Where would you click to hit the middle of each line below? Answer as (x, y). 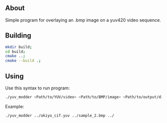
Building (18, 36)
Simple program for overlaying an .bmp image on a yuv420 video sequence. (83, 20)
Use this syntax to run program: (38, 88)
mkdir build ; (19, 47)
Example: (15, 106)
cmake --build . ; (23, 61)
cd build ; (15, 51)
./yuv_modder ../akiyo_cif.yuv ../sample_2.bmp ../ (60, 116)
